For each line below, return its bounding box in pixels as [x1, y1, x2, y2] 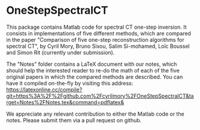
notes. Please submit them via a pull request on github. [6, 116, 142, 123]
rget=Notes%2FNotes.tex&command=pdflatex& [6, 98, 125, 105]
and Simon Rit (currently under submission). [6, 49, 115, 56]
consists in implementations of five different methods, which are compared [6, 29, 192, 37]
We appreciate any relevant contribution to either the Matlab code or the [6, 110, 184, 117]
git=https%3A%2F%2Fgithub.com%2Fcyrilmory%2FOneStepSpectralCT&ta [6, 92, 194, 99]
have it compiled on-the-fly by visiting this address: [6, 79, 134, 87]
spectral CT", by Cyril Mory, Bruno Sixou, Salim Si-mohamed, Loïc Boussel [6, 43, 190, 50]
